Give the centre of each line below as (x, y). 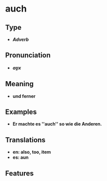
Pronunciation (28, 55)
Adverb (21, 39)
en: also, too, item (32, 152)
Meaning (19, 84)
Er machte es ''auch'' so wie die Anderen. (57, 124)
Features (19, 173)
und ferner (24, 96)
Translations (25, 140)
